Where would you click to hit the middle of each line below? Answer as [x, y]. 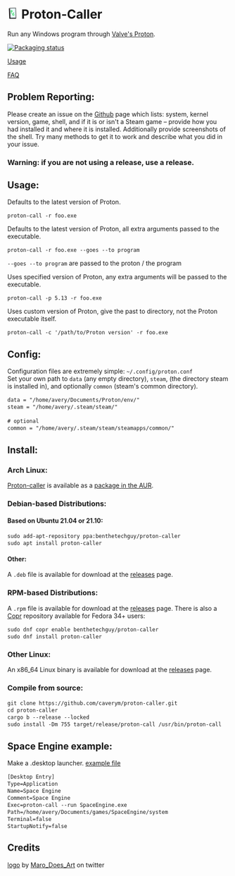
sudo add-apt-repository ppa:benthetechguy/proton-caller [94, 536]
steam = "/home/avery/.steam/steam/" [63, 407]
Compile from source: [45, 688]
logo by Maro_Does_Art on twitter [56, 865]
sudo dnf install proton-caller [55, 637]
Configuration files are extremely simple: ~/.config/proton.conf [100, 371]
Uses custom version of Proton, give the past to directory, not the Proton [113, 311]
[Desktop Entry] [31, 777]
